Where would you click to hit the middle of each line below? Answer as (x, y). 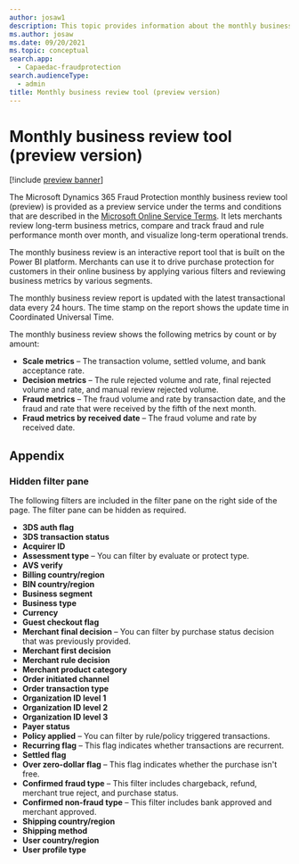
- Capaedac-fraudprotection (69, 68)
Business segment (57, 594)
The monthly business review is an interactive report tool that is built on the (147, 253)
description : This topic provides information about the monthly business (151, 26)
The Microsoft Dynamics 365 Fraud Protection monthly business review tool (148, 197)
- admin (32, 84)
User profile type (54, 850)
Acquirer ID (44, 546)
